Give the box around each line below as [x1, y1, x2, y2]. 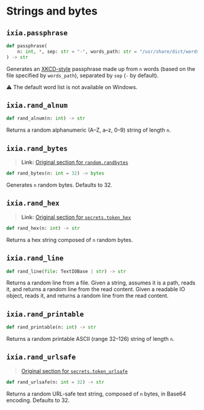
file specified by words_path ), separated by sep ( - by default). [6, 72, 159, 79]
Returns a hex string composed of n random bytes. [6, 236, 134, 243]
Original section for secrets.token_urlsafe [21, 367, 128, 374]
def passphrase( [6, 43, 47, 49]
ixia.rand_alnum [6, 101, 68, 110]
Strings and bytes [6, 4, 98, 18]
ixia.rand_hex [6, 199, 59, 207]
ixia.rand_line [6, 254, 64, 263]
